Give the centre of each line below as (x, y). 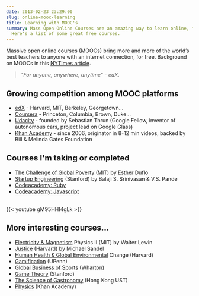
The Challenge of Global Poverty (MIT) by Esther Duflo (81, 172)
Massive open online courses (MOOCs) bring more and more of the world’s (98, 51)
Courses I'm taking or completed (68, 158)
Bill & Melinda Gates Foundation (54, 139)
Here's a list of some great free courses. (66, 34)
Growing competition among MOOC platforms (92, 94)
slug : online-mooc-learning (41, 17)
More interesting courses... (58, 228)
